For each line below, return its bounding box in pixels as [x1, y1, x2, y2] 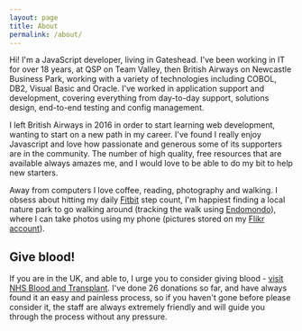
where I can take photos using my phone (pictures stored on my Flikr [9, 213, 265, 225]
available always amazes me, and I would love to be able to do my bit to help [9, 158, 293, 169]
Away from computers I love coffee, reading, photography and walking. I [9, 185, 278, 196]
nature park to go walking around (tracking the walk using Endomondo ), [9, 204, 277, 215]
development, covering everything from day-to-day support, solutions [9, 93, 270, 103]
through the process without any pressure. [9, 311, 168, 322]
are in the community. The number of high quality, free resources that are [9, 148, 282, 159]
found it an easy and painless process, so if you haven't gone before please [9, 292, 291, 303]
